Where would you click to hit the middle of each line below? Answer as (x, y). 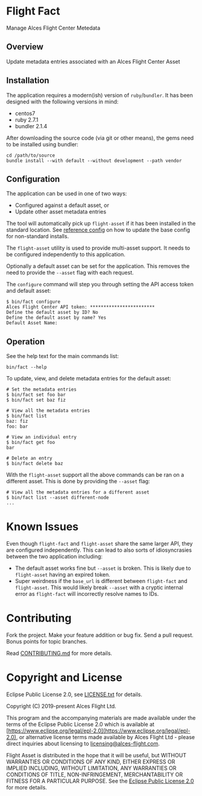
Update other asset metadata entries (61, 212)
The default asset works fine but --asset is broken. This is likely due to (103, 568)
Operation (26, 341)
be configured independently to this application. (66, 255)
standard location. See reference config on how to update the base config (98, 230)
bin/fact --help (27, 367)
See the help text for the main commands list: (63, 356)
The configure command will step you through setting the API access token (100, 284)
